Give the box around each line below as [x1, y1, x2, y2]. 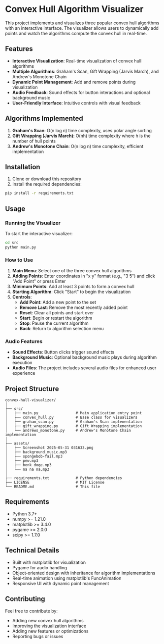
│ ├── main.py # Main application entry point [5, 411, 142, 416]
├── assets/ [5, 441, 30, 446]
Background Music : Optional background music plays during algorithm [12, 354, 157, 360]
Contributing [5, 595, 45, 603]
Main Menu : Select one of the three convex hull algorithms [12, 267, 132, 273]
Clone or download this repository [12, 176, 82, 182]
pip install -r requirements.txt [5, 191, 74, 196]
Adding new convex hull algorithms [12, 617, 84, 623]
